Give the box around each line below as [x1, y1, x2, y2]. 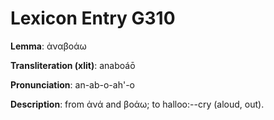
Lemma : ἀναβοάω [10, 40, 87, 52]
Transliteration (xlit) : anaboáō [10, 59, 136, 71]
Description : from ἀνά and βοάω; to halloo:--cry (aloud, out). [10, 98, 265, 110]
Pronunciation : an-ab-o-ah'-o [10, 78, 135, 91]
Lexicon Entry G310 [10, 7, 176, 30]
